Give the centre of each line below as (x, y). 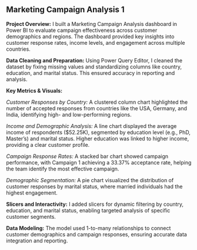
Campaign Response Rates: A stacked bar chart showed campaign (87, 156)
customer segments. (31, 216)
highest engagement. (32, 193)
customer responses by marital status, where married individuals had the (94, 186)
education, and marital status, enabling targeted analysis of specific (88, 210)
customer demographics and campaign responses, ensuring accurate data (96, 234)
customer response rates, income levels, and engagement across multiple (96, 42)
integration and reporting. (37, 241)
